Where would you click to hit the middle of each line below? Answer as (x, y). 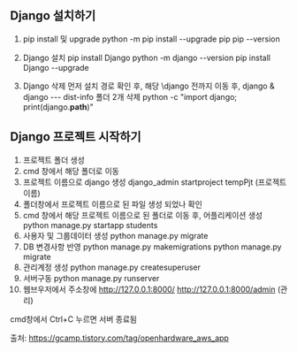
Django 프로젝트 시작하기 (76, 137)
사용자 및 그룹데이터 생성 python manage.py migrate (115, 235)
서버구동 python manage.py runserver (91, 278)
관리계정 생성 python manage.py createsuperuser (112, 267)
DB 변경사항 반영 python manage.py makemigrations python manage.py (152, 247)
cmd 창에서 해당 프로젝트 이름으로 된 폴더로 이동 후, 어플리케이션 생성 (143, 215)
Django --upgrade (56, 67)
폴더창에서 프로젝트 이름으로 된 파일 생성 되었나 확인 (112, 204)
